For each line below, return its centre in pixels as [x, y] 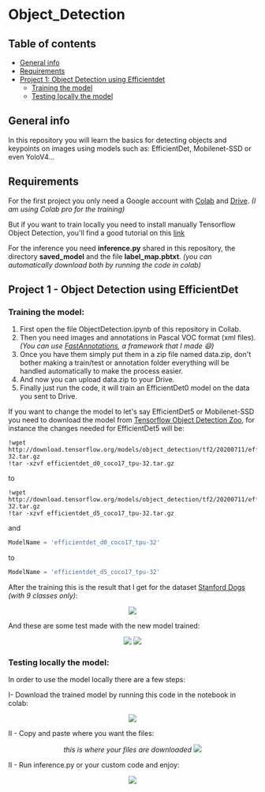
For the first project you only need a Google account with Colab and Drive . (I [132, 201]
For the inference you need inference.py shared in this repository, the [122, 248]
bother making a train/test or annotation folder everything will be [125, 363]
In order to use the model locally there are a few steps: [97, 680]
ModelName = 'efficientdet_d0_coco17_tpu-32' [84, 542]
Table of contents [52, 44]
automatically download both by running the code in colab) [105, 265]
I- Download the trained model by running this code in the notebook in [122, 695]
